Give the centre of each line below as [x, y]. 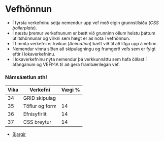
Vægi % [71, 90]
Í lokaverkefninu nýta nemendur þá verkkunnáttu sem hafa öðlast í [79, 59]
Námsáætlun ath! [26, 77]
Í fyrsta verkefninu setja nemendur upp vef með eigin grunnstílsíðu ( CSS [85, 23]
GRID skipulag [39, 98]
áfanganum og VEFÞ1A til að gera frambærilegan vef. [66, 64]
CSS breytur [37, 122]
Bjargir [19, 134]
